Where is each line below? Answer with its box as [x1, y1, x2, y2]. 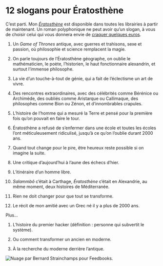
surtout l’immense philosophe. [12, 66, 74, 72]
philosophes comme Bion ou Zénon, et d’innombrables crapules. [12, 100, 143, 106]
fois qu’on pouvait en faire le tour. [12, 115, 80, 121]
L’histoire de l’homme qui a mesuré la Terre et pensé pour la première [12, 110, 153, 116]
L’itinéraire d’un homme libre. [12, 169, 71, 175]
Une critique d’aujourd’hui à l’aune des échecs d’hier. [12, 159, 120, 165]
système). [12, 227, 33, 233]
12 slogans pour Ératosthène [5, 5, 124, 16]
